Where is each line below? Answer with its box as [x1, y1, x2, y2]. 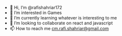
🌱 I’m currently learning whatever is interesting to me [9, 15, 117, 20]
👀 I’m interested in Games [9, 10, 62, 16]
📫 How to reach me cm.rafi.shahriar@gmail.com [9, 26, 109, 31]
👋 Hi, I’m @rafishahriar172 [9, 5, 62, 10]
